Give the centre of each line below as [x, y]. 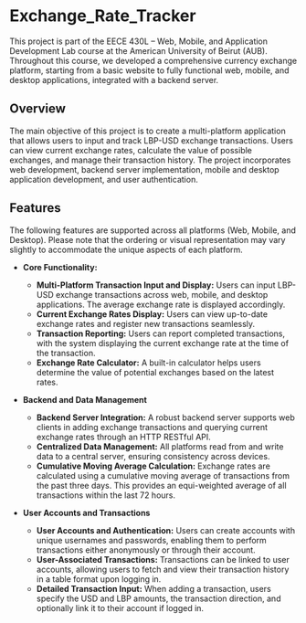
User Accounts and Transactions [86, 512]
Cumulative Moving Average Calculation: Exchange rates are [153, 466]
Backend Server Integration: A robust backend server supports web [165, 417]
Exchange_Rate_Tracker [103, 16]
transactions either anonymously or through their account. [146, 550]
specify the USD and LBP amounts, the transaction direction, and [158, 598]
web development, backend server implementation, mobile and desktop [145, 169]
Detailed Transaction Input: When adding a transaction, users [153, 588]
